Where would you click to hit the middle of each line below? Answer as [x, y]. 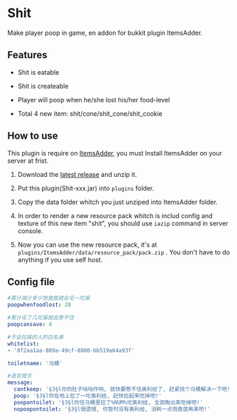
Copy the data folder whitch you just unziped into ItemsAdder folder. [117, 202]
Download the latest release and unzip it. [77, 174]
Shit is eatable [38, 72]
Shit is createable [43, 86]
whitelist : [23, 344]
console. [30, 231]
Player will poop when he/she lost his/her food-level [94, 99]
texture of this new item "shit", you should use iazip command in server [123, 223]
